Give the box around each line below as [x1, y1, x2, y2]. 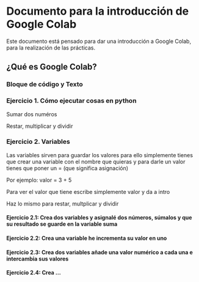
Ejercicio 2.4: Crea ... [6, 269, 61, 276]
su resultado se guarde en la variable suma [6, 220, 118, 228]
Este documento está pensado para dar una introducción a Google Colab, [6, 37, 191, 45]
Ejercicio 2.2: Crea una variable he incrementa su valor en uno [6, 234, 167, 242]
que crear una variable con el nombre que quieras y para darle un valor [6, 158, 186, 165]
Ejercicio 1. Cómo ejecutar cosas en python [6, 97, 137, 105]
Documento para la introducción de [6, 4, 189, 18]
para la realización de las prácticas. [6, 44, 96, 51]
